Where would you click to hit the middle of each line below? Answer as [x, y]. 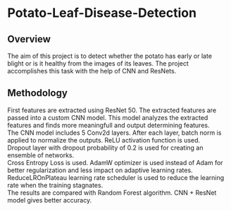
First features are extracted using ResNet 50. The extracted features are [112, 110]
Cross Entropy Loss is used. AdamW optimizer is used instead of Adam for [115, 162]
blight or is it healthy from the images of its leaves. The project [98, 64]
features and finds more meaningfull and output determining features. [108, 125]
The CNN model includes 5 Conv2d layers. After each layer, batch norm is [114, 133]
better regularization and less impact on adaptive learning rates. [100, 170]
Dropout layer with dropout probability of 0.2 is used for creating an [105, 147]
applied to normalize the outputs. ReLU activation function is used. [104, 140]
